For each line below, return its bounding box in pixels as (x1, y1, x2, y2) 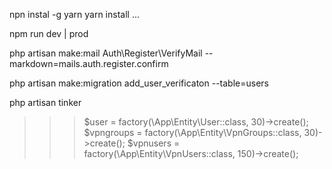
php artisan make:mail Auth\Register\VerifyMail (9, 47, 203, 59)
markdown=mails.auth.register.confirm (9, 58, 169, 69)
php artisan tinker (9, 97, 82, 108)
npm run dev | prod (9, 28, 89, 39)
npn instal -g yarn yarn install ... (9, 9, 141, 20)
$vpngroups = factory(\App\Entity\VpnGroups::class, (83, 127, 302, 138)
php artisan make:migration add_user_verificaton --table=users (9, 77, 269, 89)
